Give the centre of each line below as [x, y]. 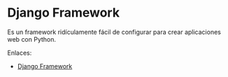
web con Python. [32, 39]
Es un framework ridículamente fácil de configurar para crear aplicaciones [114, 32]
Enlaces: [20, 53]
